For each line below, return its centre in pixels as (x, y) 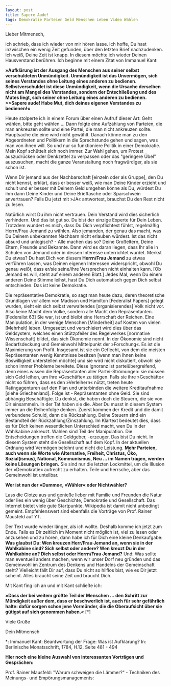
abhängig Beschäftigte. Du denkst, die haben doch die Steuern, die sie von (84, 399)
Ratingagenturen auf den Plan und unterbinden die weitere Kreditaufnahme (84, 388)
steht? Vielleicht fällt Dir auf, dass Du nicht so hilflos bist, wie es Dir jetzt (81, 570)
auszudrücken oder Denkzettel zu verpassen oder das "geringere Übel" (81, 156)
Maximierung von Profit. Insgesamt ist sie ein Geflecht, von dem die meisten (85, 350)
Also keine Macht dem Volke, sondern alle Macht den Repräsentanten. (79, 312)
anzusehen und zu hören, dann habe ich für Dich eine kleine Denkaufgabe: (84, 538)
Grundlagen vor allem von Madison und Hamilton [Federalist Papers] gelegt (84, 301)
